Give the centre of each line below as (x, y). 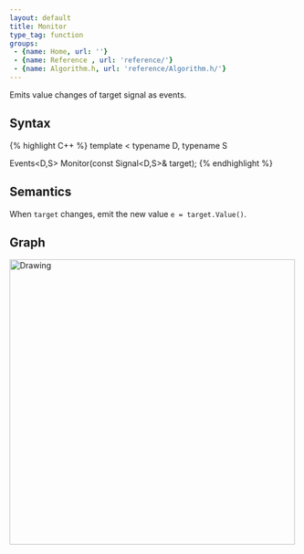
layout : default (40, 18)
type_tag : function (47, 35)
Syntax (30, 124)
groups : (24, 43)
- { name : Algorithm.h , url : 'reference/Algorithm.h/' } (120, 69)
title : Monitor (38, 26)
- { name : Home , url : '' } (60, 52)
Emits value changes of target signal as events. (98, 94)
